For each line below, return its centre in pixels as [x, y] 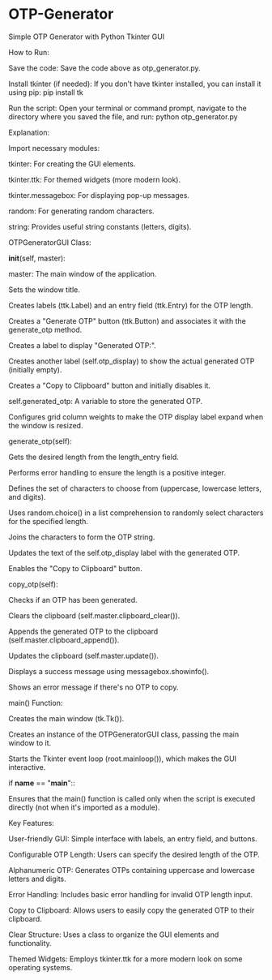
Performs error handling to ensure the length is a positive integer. [117, 472]
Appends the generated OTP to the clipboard [83, 631]
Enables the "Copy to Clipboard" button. [76, 568]
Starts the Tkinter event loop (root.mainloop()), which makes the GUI [123, 759]
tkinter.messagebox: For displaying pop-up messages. [99, 195]
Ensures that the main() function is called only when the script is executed [132, 798]
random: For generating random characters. [82, 211]
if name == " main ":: [42, 783]
